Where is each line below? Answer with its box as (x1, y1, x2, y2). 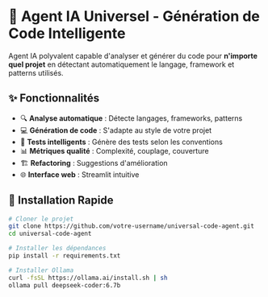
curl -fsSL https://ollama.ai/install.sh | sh (8, 274, 168, 282)
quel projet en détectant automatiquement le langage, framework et (8, 60, 235, 69)
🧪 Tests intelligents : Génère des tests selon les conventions (19, 137, 224, 146)
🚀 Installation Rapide (8, 193, 114, 208)
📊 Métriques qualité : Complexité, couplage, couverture (19, 146, 209, 155)
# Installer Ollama (8, 266, 74, 274)
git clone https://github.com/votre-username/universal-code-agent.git (8, 222, 254, 230)
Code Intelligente (8, 24, 127, 43)
